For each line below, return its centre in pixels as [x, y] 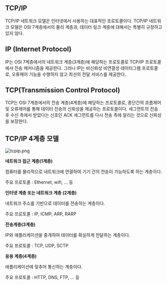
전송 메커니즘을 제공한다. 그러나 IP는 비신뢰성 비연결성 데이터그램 [78, 68]
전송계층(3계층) [20, 225]
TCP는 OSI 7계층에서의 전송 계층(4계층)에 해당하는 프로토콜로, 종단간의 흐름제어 [83, 103]
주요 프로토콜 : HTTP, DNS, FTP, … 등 [42, 278]
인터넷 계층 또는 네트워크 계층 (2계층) [41, 193]
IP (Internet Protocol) [38, 49]
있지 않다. [14, 33]
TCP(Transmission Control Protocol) [63, 90]
